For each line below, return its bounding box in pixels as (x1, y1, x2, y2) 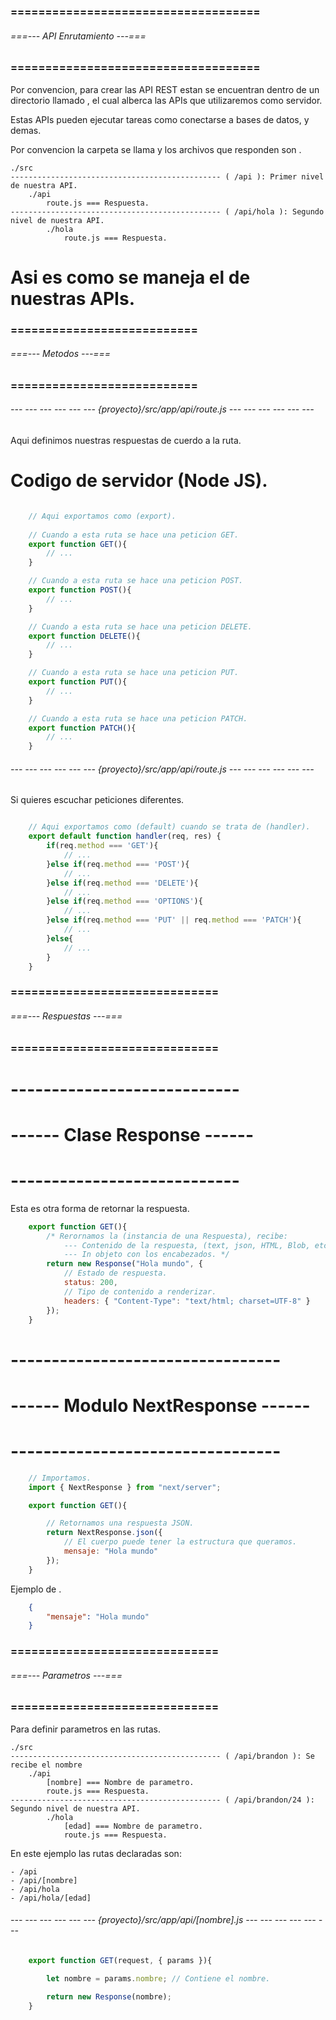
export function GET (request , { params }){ (28, 1955, 213, 1965)
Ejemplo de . (10, 1583, 62, 1595)
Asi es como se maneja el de (10, 266, 251, 289)
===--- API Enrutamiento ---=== (10, 30, 147, 42)
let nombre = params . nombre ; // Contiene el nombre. (46, 1973, 271, 1984)
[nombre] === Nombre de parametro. (46, 1777, 195, 1787)
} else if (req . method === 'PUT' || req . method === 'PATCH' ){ (46, 915, 302, 925)
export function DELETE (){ (28, 631, 141, 641)
